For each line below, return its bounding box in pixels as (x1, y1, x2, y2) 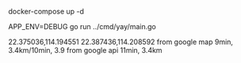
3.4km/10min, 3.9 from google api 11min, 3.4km (8, 46, 163, 54)
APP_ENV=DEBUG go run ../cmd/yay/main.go (8, 22, 156, 31)
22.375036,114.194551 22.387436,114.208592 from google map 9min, (8, 37, 234, 46)
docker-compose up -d (8, 7, 85, 16)
